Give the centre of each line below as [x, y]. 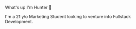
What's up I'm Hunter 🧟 [28, 7]
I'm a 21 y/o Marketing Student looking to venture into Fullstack [68, 16]
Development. [19, 22]
